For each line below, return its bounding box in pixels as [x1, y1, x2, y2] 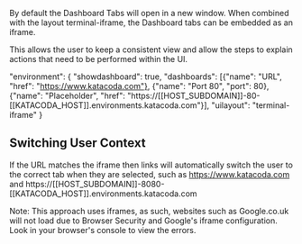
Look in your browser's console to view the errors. [9, 224, 197, 235]
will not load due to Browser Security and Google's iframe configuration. [9, 215, 278, 226]
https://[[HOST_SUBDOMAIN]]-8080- [25, 178, 165, 189]
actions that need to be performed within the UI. [9, 54, 188, 64]
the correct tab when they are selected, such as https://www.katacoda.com [9, 168, 290, 179]
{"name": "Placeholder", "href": [9, 90, 126, 101]
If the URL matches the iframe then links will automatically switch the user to [9, 159, 293, 170]
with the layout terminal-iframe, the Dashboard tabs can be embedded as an [9, 17, 293, 28]
